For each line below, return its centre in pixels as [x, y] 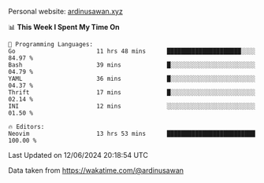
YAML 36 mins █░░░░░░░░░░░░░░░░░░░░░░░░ [132, 79]
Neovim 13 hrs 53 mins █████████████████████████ [132, 134]
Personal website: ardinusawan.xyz [66, 11]
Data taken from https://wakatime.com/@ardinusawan [96, 170]
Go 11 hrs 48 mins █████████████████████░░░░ [132, 51]
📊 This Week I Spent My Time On [64, 27]
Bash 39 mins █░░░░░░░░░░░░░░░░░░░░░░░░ [132, 65]
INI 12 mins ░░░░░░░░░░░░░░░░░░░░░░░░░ [132, 106]
